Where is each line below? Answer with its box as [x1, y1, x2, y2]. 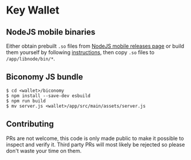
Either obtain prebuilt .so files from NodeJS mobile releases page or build [6, 42, 185, 49]
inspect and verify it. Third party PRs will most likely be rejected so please [6, 141, 185, 148]
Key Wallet [6, 4, 60, 17]
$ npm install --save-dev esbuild [6, 92, 91, 99]
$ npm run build [6, 98, 46, 104]
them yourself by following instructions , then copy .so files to [6, 49, 155, 56]
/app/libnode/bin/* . [6, 55, 55, 62]
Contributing [6, 119, 54, 129]
